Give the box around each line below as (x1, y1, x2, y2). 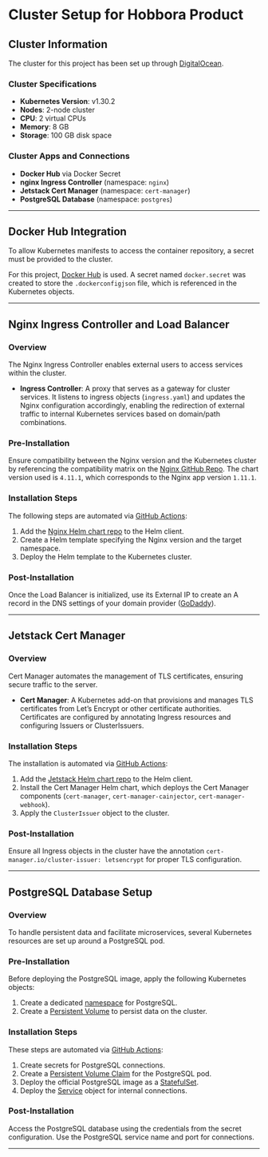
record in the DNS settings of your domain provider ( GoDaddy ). (8, 598, 217, 608)
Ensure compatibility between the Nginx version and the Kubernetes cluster (8, 455, 257, 465)
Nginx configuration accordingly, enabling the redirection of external (19, 401, 246, 411)
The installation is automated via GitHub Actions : (8, 758, 168, 768)
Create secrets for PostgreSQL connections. (19, 1060, 166, 1070)
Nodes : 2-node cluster (19, 105, 96, 115)
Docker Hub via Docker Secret (19, 169, 121, 178)
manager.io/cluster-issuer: (8, 857, 102, 865)
